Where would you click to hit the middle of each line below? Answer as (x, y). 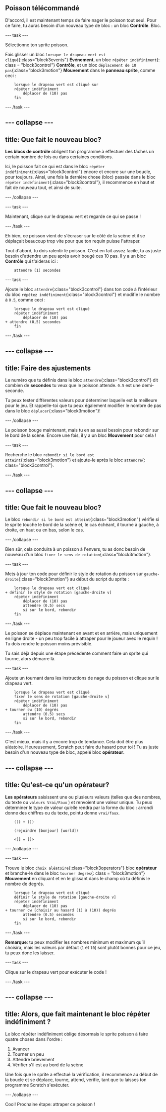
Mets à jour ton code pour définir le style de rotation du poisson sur (74, 574)
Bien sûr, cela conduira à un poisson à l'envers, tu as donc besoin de (75, 549)
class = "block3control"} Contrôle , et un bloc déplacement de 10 (71, 65)
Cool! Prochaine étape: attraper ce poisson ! (50, 1104)
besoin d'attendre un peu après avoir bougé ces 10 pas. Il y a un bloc (76, 256)
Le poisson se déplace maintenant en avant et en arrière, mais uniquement (81, 633)
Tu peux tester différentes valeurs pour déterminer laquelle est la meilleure (81, 401)
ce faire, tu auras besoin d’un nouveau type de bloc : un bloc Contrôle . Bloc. (83, 25)
